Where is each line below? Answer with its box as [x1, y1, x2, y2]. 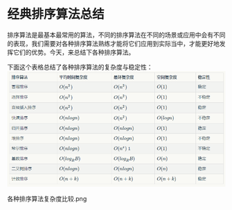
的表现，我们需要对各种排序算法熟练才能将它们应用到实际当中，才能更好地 [7, 39, 220, 47]
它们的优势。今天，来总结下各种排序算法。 [12, 48, 135, 56]
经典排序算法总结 [7, 6, 105, 22]
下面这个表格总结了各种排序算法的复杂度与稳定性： [7, 63, 153, 71]
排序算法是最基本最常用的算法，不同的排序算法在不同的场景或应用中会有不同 [7, 31, 226, 39]
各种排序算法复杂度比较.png [7, 195, 87, 203]
